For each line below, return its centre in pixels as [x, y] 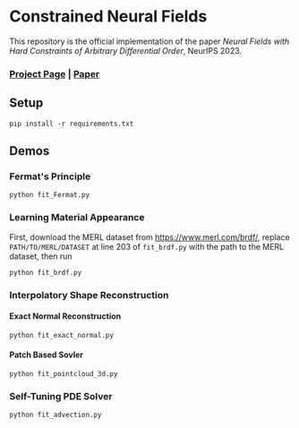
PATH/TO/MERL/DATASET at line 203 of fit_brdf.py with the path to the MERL [147, 246]
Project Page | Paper [55, 73]
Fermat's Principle [50, 176]
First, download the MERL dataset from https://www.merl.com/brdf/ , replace [149, 237]
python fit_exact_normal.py [62, 335]
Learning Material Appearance [77, 218]
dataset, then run [41, 256]
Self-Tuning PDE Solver [61, 396]
